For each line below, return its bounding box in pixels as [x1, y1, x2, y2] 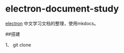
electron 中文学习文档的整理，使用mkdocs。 [5, 20, 98, 26]
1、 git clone [5, 41, 32, 48]
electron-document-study [5, 3, 119, 15]
